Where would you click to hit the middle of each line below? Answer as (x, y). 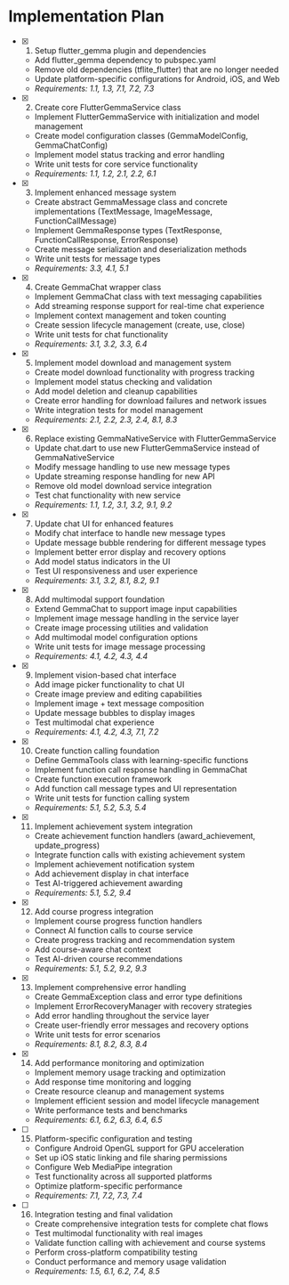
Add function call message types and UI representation (136, 788)
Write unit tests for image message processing (120, 647)
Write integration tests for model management (119, 410)
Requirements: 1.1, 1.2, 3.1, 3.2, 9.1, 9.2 (103, 504)
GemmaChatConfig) (71, 145)
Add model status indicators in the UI (102, 561)
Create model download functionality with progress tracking (144, 372)
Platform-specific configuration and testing (113, 1138)
